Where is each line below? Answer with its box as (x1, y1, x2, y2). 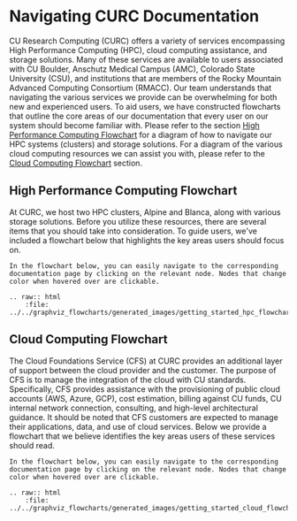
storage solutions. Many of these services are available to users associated (9, 54, 284, 65)
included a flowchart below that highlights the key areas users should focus (9, 234, 285, 245)
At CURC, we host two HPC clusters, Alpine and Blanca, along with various (9, 206, 281, 218)
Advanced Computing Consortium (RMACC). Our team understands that (9, 82, 272, 93)
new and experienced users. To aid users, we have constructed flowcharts (9, 101, 281, 111)
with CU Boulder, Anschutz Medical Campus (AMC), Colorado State (9, 64, 255, 74)
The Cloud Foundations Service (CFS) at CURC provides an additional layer (9, 356, 283, 366)
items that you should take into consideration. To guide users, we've (9, 226, 258, 236)
